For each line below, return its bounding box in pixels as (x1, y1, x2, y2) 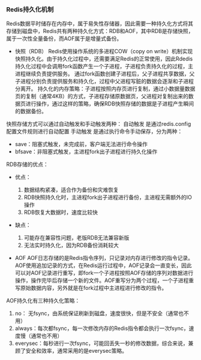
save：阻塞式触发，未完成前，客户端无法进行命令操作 (14, 141, 148, 148)
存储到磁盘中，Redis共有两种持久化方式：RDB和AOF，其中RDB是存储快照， (6, 28, 194, 35)
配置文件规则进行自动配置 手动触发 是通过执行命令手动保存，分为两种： (6, 128, 183, 135)
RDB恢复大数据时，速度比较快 (23, 208, 98, 216)
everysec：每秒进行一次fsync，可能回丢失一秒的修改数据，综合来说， (14, 340, 188, 347)
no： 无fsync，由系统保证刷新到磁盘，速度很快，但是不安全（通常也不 (14, 310, 189, 317)
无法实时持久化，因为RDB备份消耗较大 (23, 241, 119, 249)
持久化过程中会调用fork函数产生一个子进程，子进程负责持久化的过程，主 (14, 63, 194, 70)
